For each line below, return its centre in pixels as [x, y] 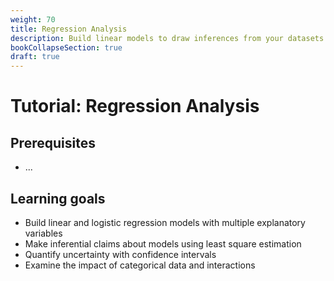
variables [43, 233]
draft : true [35, 57]
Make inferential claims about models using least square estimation [163, 243]
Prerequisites [53, 142]
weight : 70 [33, 19]
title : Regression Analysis [69, 29]
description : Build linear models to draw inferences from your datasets [167, 38]
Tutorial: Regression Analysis [135, 106]
